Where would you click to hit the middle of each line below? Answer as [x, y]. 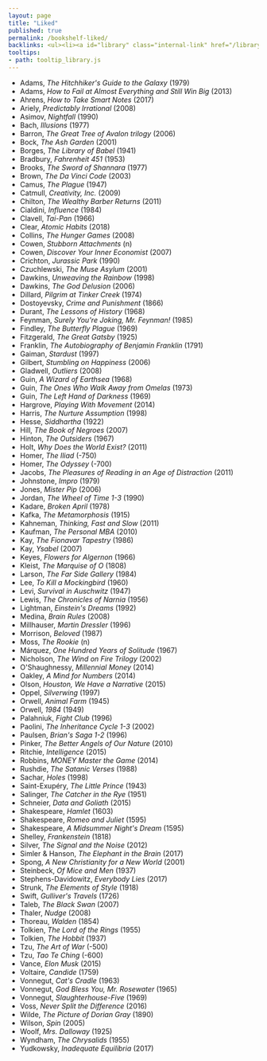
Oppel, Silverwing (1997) [60, 692]
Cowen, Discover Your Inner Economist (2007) [96, 252]
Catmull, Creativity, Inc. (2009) [70, 193]
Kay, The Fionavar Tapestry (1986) [76, 540]
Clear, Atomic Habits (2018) [65, 226]
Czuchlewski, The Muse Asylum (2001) [84, 269]
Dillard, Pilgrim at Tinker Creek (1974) [81, 294]
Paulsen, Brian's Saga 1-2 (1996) [74, 735]
